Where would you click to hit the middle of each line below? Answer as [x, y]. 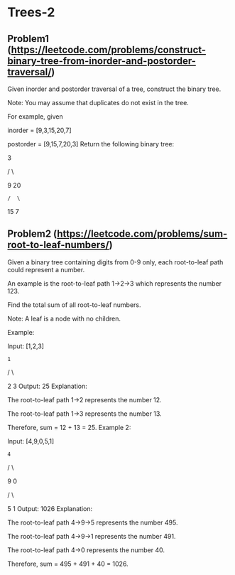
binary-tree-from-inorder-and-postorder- [102, 61]
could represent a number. [46, 269]
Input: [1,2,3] [26, 346]
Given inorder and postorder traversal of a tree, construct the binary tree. [114, 89]
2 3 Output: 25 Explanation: [47, 386]
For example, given [35, 117]
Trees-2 [31, 12]
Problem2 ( [32, 234]
